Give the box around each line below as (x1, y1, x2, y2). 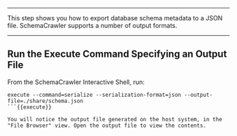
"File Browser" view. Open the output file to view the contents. (7, 122, 207, 129)
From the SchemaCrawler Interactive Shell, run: (7, 78, 145, 86)
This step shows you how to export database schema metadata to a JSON (7, 14, 223, 22)
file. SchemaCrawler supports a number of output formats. (7, 22, 178, 29)
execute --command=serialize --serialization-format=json (7, 91, 181, 98)
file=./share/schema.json (7, 97, 83, 104)
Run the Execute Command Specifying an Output (7, 48, 227, 60)
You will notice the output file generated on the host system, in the (7, 116, 222, 123)
